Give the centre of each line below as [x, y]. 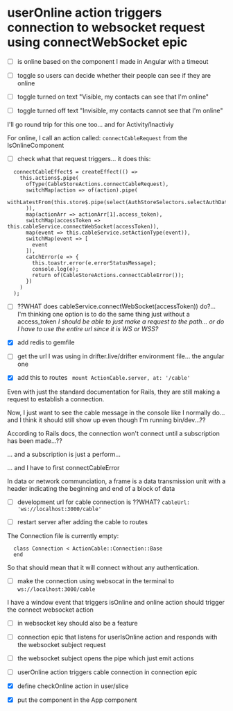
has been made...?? [35, 441]
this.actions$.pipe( [49, 178]
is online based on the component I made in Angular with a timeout [113, 61]
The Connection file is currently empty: [63, 535]
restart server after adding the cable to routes [82, 521]
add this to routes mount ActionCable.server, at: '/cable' [104, 378]
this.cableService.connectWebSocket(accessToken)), [83, 227]
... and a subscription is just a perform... [64, 454]
